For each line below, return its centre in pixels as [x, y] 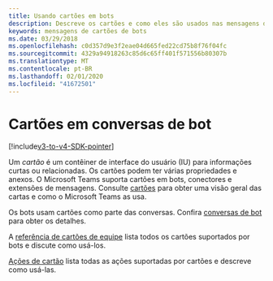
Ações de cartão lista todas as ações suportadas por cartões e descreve [130, 262]
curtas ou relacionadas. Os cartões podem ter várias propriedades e [123, 171]
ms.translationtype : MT [49, 62]
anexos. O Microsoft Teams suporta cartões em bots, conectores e [120, 179]
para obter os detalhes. [48, 221]
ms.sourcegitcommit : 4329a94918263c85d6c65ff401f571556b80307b [118, 54]
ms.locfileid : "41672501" [52, 84]
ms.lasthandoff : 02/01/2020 [56, 76]
